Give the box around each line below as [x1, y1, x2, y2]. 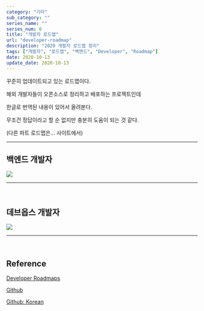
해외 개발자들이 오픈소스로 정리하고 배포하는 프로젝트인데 [6, 90, 141, 97]
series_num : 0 [6, 26, 42, 32]
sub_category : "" [6, 15, 50, 21]
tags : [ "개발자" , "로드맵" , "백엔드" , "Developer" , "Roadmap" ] [6, 49, 158, 55]
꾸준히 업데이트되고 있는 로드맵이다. [6, 77, 91, 85]
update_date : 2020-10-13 [6, 60, 69, 66]
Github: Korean [6, 298, 44, 305]
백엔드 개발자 [6, 154, 53, 164]
